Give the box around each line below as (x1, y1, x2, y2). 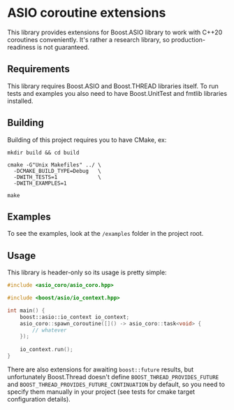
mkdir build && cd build (7, 149, 80, 156)
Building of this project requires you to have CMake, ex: (7, 135, 167, 144)
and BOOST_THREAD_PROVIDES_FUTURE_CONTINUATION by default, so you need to (7, 380, 226, 388)
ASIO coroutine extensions (7, 5, 166, 21)
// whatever (32, 327, 68, 334)
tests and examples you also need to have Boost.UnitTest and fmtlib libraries (7, 89, 228, 97)
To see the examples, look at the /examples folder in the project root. (7, 229, 204, 238)
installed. (7, 97, 34, 105)
